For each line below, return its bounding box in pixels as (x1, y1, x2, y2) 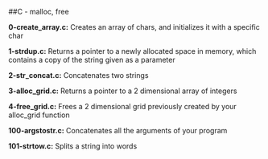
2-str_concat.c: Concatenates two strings (8, 71, 149, 79)
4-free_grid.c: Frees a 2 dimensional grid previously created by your (8, 102, 237, 111)
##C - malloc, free (8, 7, 70, 16)
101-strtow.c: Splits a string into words (8, 141, 138, 151)
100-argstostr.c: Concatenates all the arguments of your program (8, 126, 228, 135)
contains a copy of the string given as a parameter (8, 55, 175, 64)
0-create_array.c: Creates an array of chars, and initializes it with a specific (8, 22, 260, 31)
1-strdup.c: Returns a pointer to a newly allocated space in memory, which (8, 47, 257, 55)
